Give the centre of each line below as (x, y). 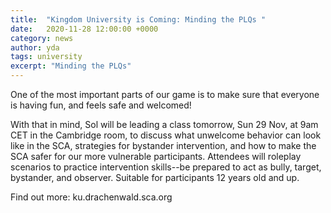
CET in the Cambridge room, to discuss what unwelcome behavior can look (166, 135)
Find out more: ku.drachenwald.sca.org (91, 197)
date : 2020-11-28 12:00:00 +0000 (84, 29)
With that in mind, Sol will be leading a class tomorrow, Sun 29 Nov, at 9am (164, 124)
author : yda (35, 47)
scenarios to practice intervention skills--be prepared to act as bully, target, (166, 167)
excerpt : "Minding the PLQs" (71, 66)
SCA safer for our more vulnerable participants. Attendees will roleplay (156, 156)
